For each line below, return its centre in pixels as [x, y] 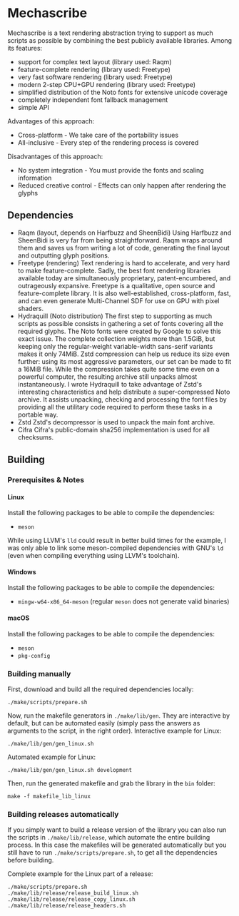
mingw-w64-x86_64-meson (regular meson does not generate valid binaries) [123, 601]
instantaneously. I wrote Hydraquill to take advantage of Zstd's [110, 384]
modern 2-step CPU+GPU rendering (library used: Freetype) [107, 84]
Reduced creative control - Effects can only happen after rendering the [122, 185]
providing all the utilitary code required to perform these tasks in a [115, 407]
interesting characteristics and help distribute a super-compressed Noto [124, 392]
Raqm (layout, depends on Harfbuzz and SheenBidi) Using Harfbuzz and [124, 233]
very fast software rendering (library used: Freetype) [95, 77]
